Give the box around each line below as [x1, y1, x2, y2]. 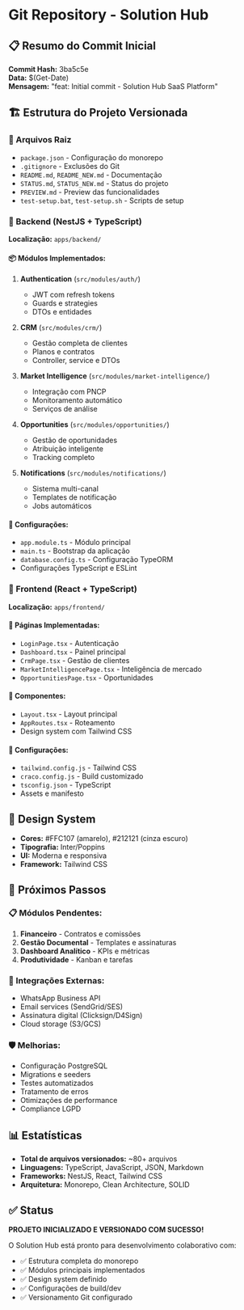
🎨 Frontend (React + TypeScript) [8, 584, 137, 595]
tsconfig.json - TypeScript [19, 780, 111, 790]
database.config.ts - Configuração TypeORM [19, 555, 174, 564]
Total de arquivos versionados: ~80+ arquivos [19, 1154, 178, 1164]
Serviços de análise [32, 404, 99, 414]
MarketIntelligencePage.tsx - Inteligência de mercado [19, 664, 202, 674]
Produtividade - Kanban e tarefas [19, 954, 133, 964]
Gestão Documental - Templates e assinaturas [19, 937, 177, 947]
